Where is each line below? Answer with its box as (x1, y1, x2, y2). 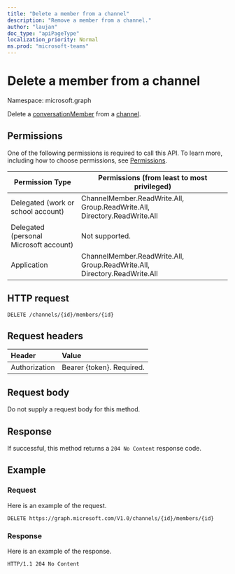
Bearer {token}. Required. (62, 362, 145, 372)
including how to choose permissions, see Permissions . (7, 156, 168, 165)
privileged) (134, 182, 171, 191)
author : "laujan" (7, 23, 58, 30)
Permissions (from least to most (97, 172, 208, 182)
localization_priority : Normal (7, 36, 99, 43)
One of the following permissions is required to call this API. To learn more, (7, 149, 223, 157)
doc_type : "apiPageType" (7, 29, 80, 37)
